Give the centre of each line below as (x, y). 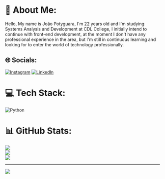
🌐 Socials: (21, 60)
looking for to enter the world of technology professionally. (65, 44)
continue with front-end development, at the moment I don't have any (75, 34)
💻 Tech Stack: (35, 93)
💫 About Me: (31, 10)
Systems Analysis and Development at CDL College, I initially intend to (76, 29)
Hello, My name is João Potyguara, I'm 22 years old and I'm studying (75, 24)
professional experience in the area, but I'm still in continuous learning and (81, 39)
